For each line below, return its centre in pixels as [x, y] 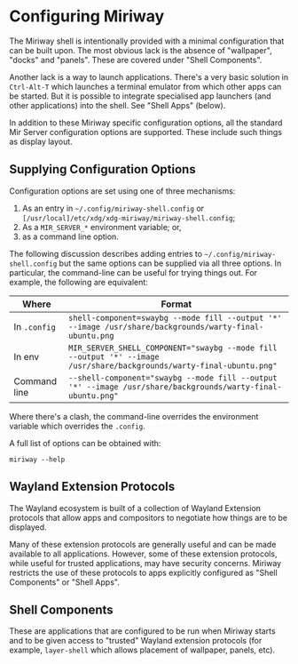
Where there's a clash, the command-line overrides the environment [134, 416]
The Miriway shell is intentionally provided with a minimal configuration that [147, 41]
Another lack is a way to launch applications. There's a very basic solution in [149, 76]
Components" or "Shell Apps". [64, 582]
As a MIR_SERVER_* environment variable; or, [102, 227]
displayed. [28, 527]
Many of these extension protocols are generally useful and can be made [143, 544]
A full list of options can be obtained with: [85, 443]
